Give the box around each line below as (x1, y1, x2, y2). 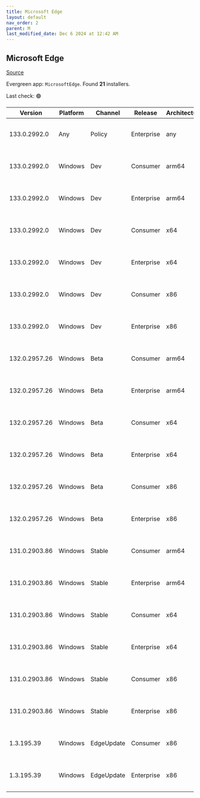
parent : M (6, 25, 31, 32)
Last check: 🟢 (6, 92, 42, 99)
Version (20, 109, 43, 117)
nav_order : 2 (6, 20, 39, 26)
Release (134, 109, 158, 117)
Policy (90, 129, 108, 138)
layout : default (6, 14, 46, 20)
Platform (59, 109, 85, 117)
